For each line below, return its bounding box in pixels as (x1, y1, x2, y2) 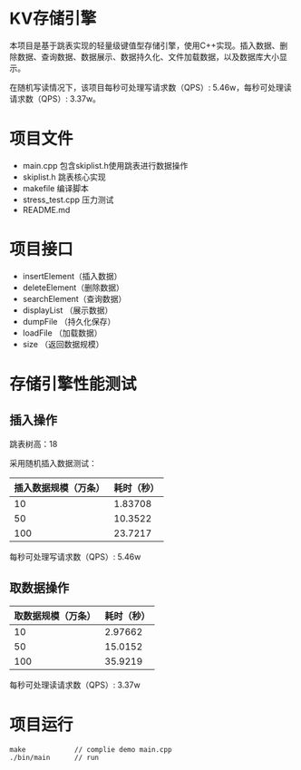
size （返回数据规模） (22, 338, 104, 349)
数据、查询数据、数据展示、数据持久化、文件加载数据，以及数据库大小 (16, 51, 279, 62)
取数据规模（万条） (14, 609, 97, 622)
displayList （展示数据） (22, 305, 113, 316)
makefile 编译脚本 (22, 182, 89, 193)
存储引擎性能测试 (9, 374, 138, 395)
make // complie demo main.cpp (9, 745, 172, 754)
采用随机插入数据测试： (9, 457, 97, 468)
